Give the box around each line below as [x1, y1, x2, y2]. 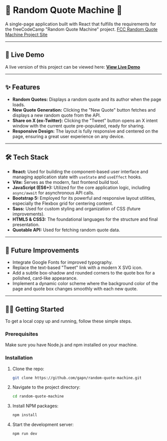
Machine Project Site [5, 31, 48, 37]
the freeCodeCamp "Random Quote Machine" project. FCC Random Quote [5, 26, 158, 32]
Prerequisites [5, 330, 38, 337]
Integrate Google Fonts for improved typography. [12, 259, 113, 266]
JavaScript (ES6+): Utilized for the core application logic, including [12, 184, 151, 191]
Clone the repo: [12, 366, 45, 372]
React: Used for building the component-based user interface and [12, 169, 148, 175]
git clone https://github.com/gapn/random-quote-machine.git [12, 375, 142, 380]
